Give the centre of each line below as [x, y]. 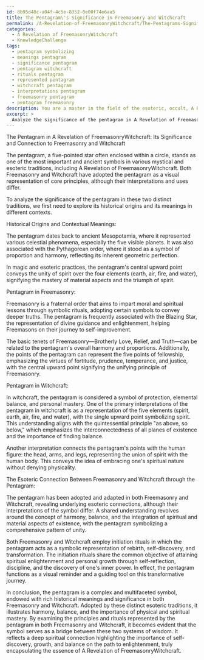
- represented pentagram [43, 80]
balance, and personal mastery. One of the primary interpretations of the [97, 404]
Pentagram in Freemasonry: [41, 292]
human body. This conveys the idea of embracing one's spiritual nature [95, 461]
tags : [13, 46]
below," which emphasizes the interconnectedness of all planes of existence [102, 430]
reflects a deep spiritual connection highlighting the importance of [89, 638]
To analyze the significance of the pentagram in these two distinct [89, 199]
